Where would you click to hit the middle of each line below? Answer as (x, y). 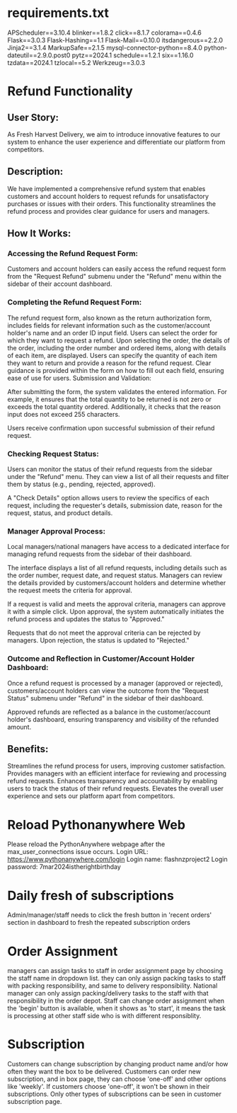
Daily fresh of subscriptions (91, 895)
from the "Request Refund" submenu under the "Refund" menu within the (115, 277)
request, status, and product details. (60, 513)
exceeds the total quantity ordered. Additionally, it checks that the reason (114, 406)
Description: (35, 172)
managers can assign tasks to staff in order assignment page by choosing (115, 971)
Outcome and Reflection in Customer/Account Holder (101, 659)
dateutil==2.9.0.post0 (39, 55)
